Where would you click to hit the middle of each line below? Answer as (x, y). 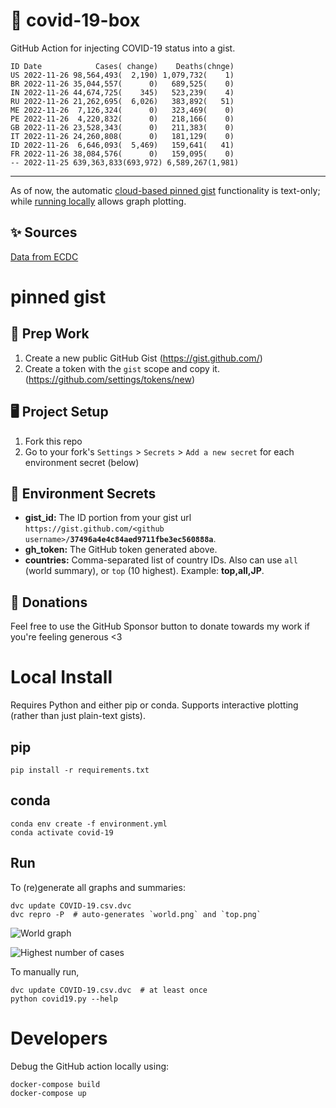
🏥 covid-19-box (75, 20)
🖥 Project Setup (59, 412)
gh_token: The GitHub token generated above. (121, 550)
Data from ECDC (44, 256)
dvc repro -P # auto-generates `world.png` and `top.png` (136, 914)
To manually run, (45, 971)
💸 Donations (49, 602)
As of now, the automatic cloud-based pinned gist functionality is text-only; (165, 190)
